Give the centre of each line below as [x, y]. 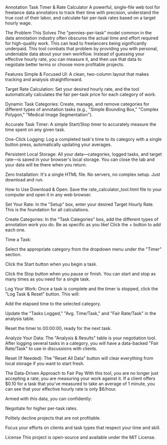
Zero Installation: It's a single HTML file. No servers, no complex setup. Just [83, 174]
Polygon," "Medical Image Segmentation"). [49, 115]
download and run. [24, 180]
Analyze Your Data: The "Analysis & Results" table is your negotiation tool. [81, 338]
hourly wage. [19, 23]
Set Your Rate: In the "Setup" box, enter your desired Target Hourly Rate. [80, 204]
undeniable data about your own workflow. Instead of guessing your [75, 54]
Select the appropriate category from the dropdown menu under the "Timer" [83, 249]
